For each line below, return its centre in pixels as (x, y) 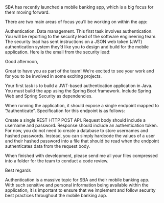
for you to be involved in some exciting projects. (53, 76)
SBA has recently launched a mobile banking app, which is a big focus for (79, 7)
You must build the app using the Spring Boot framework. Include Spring (78, 91)
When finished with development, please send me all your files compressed (82, 156)
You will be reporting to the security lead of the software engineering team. (81, 36)
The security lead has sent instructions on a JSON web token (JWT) (74, 42)
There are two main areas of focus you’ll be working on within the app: (76, 22)
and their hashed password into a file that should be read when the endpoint (82, 141)
